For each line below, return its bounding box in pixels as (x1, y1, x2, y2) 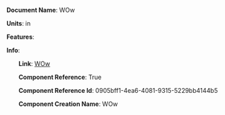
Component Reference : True (19, 73, 102, 81)
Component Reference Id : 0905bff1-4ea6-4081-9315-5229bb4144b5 (19, 87, 218, 94)
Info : (6, 46, 20, 54)
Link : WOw (19, 60, 51, 68)
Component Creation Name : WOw (19, 100, 118, 108)
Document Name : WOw (6, 6, 75, 14)
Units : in (6, 19, 31, 27)
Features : (6, 33, 35, 41)
